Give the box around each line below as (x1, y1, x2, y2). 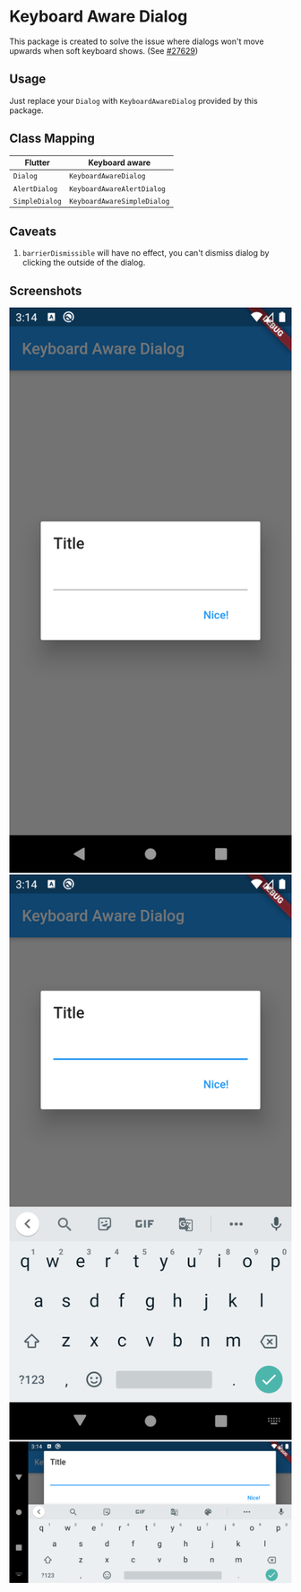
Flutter (24, 157, 51, 168)
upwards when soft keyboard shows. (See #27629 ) (9, 45, 199, 56)
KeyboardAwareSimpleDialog (68, 197, 170, 206)
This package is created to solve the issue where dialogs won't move (9, 36, 264, 47)
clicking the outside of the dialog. (21, 258, 146, 268)
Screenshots (9, 283, 82, 298)
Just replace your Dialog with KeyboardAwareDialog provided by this (9, 95, 258, 106)
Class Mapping (9, 131, 96, 146)
